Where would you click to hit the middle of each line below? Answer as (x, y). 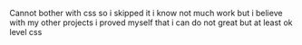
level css (26, 32)
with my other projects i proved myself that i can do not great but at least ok (151, 22)
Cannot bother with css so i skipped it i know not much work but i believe (146, 13)
